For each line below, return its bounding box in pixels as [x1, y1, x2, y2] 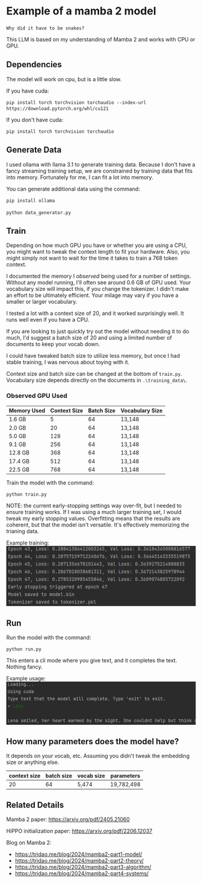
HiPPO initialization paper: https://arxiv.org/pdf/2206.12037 [6, 828, 153, 835]
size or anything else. [6, 759, 60, 766]
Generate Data [6, 145, 62, 155]
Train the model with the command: [6, 479, 94, 486]
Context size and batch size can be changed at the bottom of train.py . [6, 370, 182, 377]
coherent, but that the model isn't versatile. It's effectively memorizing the [6, 521, 189, 528]
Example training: [6, 539, 49, 546]
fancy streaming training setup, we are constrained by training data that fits [6, 167, 193, 174]
